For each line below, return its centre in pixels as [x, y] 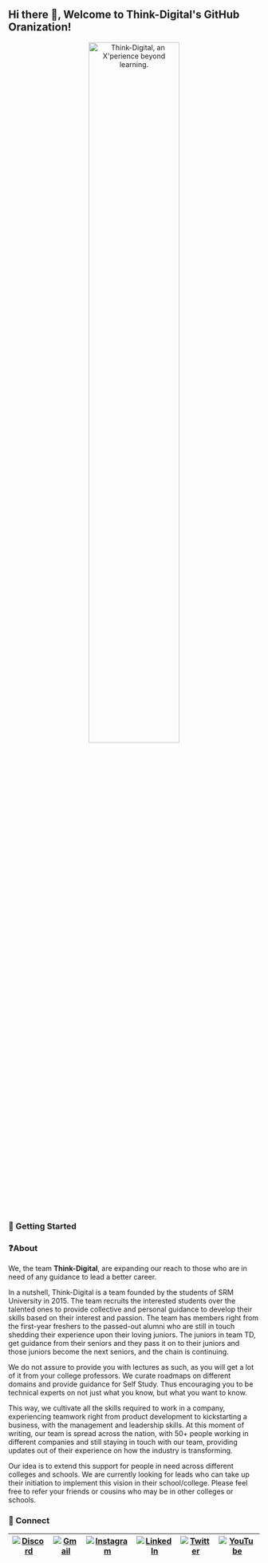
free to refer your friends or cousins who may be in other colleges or [121, 1492]
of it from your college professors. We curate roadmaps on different [120, 1376]
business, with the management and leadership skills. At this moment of [126, 1425]
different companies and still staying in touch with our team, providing [123, 1442]
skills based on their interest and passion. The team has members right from [134, 1318]
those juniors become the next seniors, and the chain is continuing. [118, 1352]
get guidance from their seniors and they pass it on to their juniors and [124, 1343]
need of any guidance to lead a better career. [83, 1277]
